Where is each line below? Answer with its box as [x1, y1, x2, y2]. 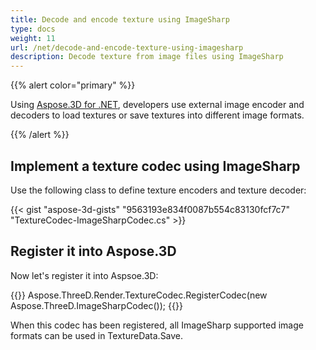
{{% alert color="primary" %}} [10, 79, 136, 91]
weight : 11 [10, 33, 56, 43]
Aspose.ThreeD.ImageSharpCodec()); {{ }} [10, 299, 183, 311]
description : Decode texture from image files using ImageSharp [10, 52, 284, 62]
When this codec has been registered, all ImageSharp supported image [10, 319, 304, 331]
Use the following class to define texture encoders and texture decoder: [10, 184, 307, 196]
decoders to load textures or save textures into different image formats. [10, 109, 305, 121]
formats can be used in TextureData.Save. [10, 329, 184, 341]
